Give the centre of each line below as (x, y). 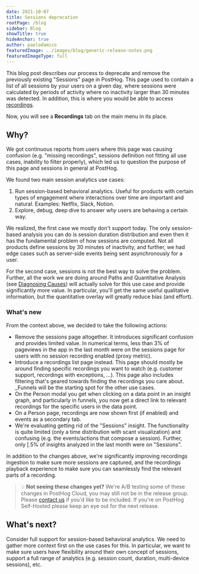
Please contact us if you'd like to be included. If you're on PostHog (102, 499)
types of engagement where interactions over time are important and (99, 198)
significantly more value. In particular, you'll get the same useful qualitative (98, 290)
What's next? (31, 525)
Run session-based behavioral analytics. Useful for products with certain (104, 191)
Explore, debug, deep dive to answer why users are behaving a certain (101, 210)
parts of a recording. (31, 475)
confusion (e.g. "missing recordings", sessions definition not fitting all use (97, 156)
